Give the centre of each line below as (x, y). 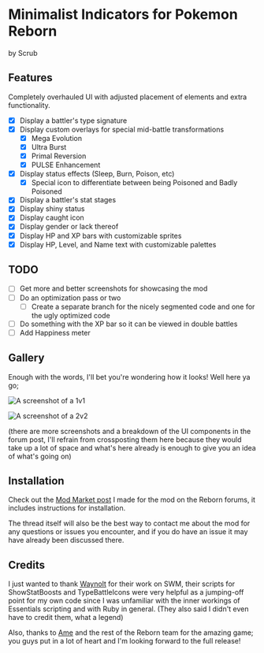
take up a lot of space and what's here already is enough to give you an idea (132, 447)
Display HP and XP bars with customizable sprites (100, 236)
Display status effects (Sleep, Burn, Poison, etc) (97, 174)
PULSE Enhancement (66, 165)
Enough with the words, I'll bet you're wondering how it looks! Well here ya (129, 377)
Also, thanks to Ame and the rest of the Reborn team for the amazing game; (131, 633)
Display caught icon (52, 217)
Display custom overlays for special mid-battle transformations (122, 129)
